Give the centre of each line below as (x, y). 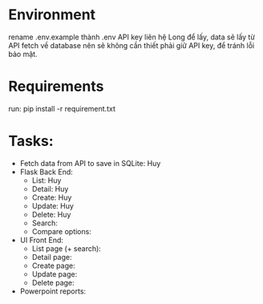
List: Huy (47, 180)
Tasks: (31, 141)
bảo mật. (23, 54)
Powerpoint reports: (53, 291)
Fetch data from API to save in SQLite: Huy (90, 163)
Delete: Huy (51, 214)
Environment (52, 15)
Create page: (53, 265)
